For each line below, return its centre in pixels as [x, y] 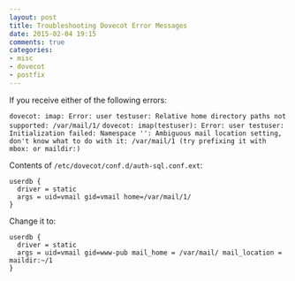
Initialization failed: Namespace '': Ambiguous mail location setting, [146, 133]
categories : [31, 50]
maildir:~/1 [31, 260]
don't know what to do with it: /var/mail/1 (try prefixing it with [138, 141]
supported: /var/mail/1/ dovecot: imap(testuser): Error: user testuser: [147, 125]
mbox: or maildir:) [45, 148]
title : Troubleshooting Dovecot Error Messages [98, 26]
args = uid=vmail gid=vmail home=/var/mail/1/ [104, 197]
